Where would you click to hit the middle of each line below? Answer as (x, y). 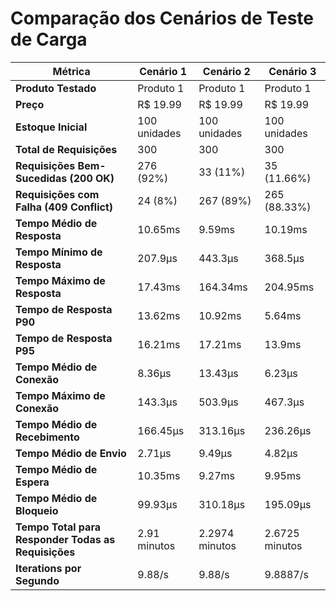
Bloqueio (37, 510)
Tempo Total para (58, 527)
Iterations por (48, 568)
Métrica (71, 71)
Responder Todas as (65, 539)
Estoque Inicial (51, 127)
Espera (32, 482)
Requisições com (57, 194)
